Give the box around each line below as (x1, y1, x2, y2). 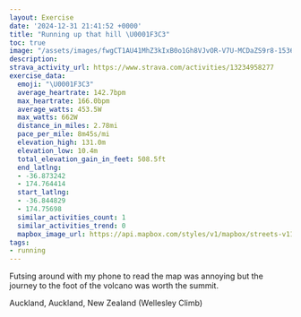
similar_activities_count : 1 (17, 212, 126, 222)
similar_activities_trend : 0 (17, 221, 126, 230)
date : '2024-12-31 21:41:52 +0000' (9, 21, 142, 30)
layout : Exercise (9, 13, 74, 22)
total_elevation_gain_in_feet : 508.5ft (17, 154, 167, 164)
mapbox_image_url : (17, 229, 87, 238)
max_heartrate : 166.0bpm (17, 96, 110, 106)
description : (9, 55, 58, 64)
